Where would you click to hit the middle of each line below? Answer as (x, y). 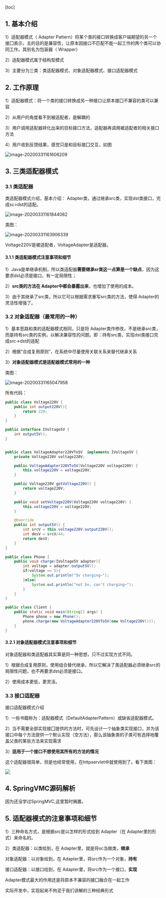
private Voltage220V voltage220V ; (49, 457)
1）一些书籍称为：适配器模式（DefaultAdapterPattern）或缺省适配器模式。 (81, 718)
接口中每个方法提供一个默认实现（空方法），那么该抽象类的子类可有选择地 (80, 735)
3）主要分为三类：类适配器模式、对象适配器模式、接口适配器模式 (71, 70)
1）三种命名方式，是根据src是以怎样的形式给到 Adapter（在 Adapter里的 (79, 831)
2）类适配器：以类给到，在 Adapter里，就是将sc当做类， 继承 (67, 848)
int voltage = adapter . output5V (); (60, 566)
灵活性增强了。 (20, 303)
